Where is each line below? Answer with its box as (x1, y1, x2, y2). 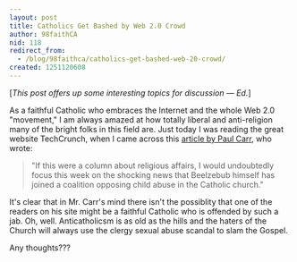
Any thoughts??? (9, 242, 72, 253)
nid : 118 (9, 38, 42, 47)
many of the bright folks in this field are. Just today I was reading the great (9, 123, 284, 134)
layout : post (9, 13, 58, 22)
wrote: (9, 142, 33, 153)
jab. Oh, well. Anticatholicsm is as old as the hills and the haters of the (9, 216, 267, 226)
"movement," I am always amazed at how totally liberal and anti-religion (9, 114, 273, 125)
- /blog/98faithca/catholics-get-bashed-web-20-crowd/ (17, 55, 226, 63)
